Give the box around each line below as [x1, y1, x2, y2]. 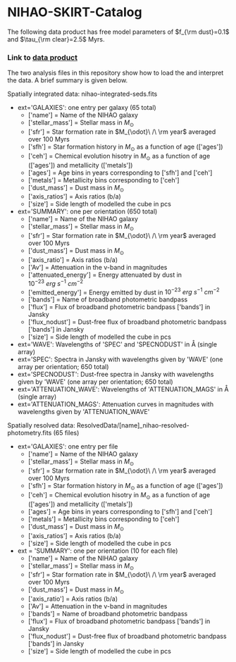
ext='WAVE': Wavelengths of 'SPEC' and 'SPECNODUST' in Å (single [17, 340, 217, 349]
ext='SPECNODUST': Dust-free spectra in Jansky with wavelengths [17, 370, 214, 379]
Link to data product [7, 52, 77, 62]
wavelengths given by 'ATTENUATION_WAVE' [17, 408, 150, 416]
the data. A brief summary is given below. [7, 76, 128, 85]
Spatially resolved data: [7, 421, 75, 430]
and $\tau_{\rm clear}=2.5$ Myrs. [7, 35, 105, 43]
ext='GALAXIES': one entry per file [17, 442, 118, 451]
